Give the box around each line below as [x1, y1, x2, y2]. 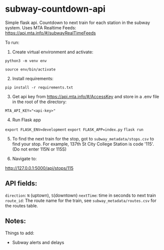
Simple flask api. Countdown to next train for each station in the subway [5, 20, 150, 25]
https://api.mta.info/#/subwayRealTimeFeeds [5, 30, 96, 36]
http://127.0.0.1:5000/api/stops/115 [5, 165, 74, 171]
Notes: [5, 217, 26, 226]
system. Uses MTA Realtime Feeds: [5, 24, 76, 30]
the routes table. [5, 203, 38, 208]
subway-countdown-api [5, 3, 106, 15]
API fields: [5, 180, 38, 188]
